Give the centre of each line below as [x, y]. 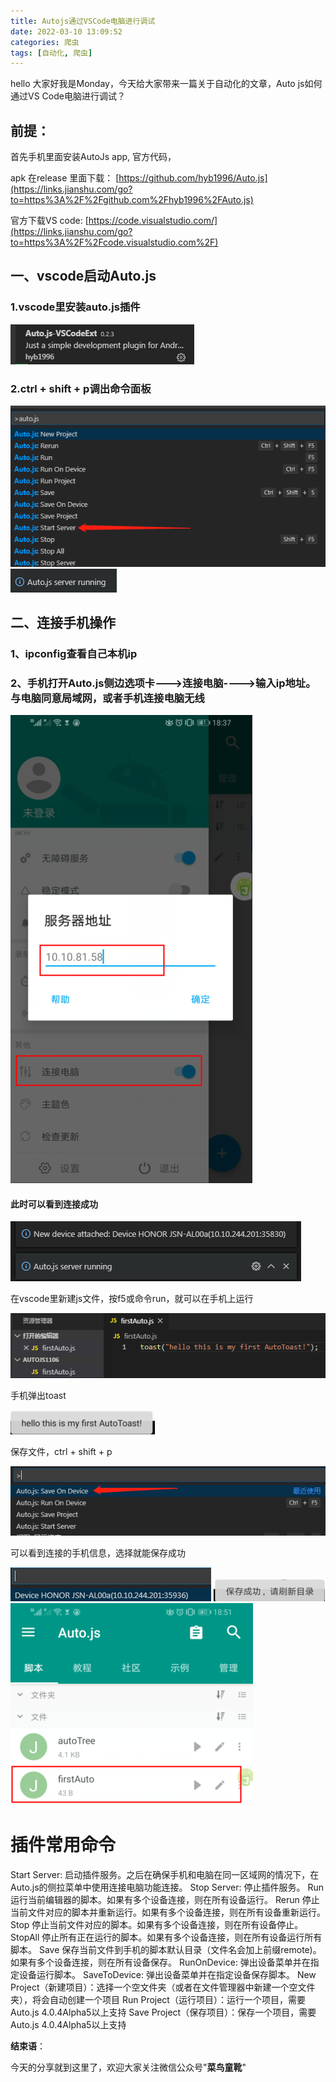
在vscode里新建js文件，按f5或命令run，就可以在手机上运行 [132, 1299]
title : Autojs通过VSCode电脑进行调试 [83, 21]
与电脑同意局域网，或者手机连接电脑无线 [107, 698]
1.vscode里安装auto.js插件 [75, 307]
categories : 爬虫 [45, 42]
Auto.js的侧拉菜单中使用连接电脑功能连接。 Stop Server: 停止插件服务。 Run [167, 1887]
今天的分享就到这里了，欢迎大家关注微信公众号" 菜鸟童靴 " [128, 2067]
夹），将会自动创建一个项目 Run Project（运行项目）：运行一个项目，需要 [158, 1999]
